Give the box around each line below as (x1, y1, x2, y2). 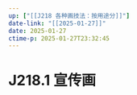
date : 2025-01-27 (8, 27, 67, 35)
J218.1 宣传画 (8, 72, 97, 89)
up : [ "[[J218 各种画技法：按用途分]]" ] (8, 11, 131, 20)
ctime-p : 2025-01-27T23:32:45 (8, 34, 110, 43)
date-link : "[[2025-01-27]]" (8, 19, 106, 27)
